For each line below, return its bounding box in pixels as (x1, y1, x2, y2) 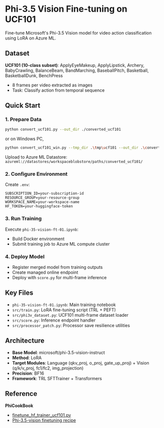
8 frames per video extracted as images (12, 82, 93, 88)
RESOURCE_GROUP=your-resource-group (5, 195, 80, 201)
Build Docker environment (12, 236, 65, 242)
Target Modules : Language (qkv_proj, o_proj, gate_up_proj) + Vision (12, 360, 149, 366)
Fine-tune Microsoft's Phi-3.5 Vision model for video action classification (5, 30, 152, 36)
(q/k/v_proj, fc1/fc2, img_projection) (12, 365, 84, 371)
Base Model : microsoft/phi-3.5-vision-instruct (12, 349, 105, 355)
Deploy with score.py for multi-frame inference (12, 275, 107, 281)
